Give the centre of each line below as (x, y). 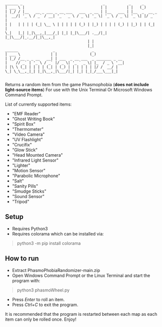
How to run (22, 259)
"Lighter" (21, 165)
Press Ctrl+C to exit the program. (45, 305)
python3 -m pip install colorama (49, 243)
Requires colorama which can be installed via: (58, 234)
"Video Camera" (28, 134)
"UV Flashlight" (27, 139)
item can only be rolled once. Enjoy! (41, 319)
